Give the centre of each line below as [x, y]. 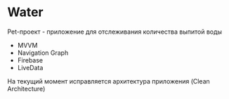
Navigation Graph [43, 53]
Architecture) [26, 88]
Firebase [30, 60]
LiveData [30, 67]
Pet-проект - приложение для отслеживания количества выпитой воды [115, 32]
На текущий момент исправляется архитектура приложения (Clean [109, 81]
